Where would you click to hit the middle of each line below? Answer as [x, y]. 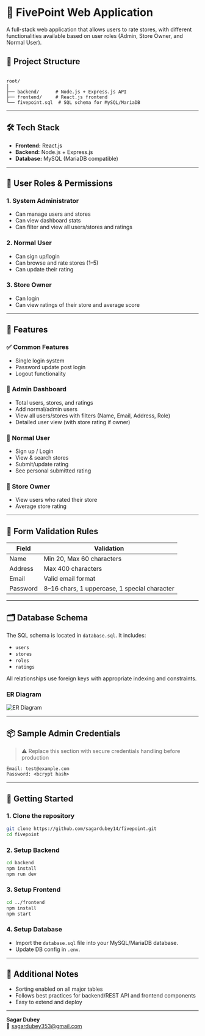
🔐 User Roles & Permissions [59, 183]
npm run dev [21, 874]
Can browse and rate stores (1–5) [57, 263]
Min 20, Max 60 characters [83, 559]
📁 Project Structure [43, 61]
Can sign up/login [37, 256]
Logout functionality [40, 373]
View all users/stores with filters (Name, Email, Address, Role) [93, 416]
